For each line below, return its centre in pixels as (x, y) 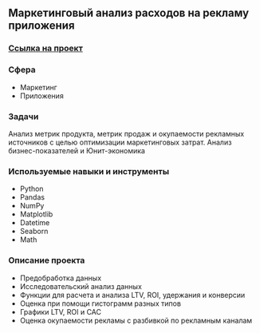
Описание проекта (47, 260)
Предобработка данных (61, 278)
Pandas (32, 197)
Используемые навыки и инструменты (89, 171)
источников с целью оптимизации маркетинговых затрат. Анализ (120, 142)
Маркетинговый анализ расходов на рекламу (129, 13)
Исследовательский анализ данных (81, 286)
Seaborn (34, 232)
